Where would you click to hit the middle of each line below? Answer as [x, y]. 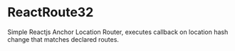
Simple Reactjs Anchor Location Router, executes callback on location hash [118, 32]
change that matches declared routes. [63, 39]
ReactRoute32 [51, 12]
